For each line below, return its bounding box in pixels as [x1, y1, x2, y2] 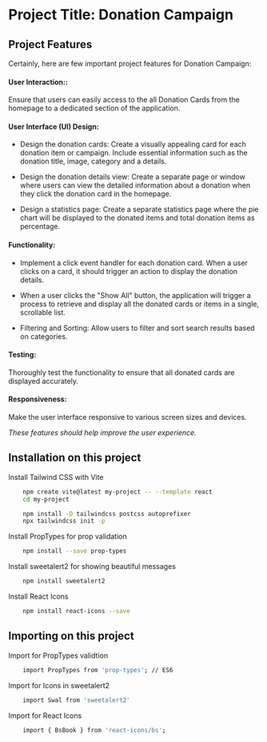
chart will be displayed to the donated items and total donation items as [19, 213, 255, 223]
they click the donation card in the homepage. [19, 189, 172, 199]
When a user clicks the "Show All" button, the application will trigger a [19, 290, 252, 300]
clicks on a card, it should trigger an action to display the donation [19, 266, 238, 276]
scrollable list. [19, 307, 66, 317]
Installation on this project [8, 451, 141, 465]
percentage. [19, 222, 61, 232]
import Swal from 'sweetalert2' [22, 696, 130, 704]
